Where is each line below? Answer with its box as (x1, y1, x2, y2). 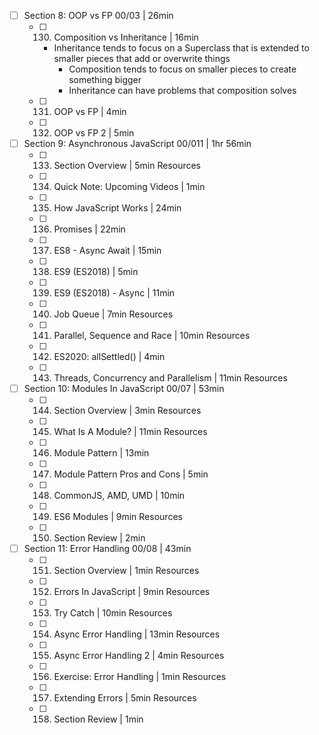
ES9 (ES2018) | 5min (53, 266, 139, 278)
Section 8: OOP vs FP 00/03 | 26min (23, 10, 174, 21)
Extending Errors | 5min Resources (53, 692, 197, 704)
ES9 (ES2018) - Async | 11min (53, 287, 176, 299)
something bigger (68, 74, 142, 86)
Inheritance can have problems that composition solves (68, 85, 297, 97)
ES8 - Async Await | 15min (53, 245, 162, 257)
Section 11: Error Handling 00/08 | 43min (23, 543, 192, 555)
